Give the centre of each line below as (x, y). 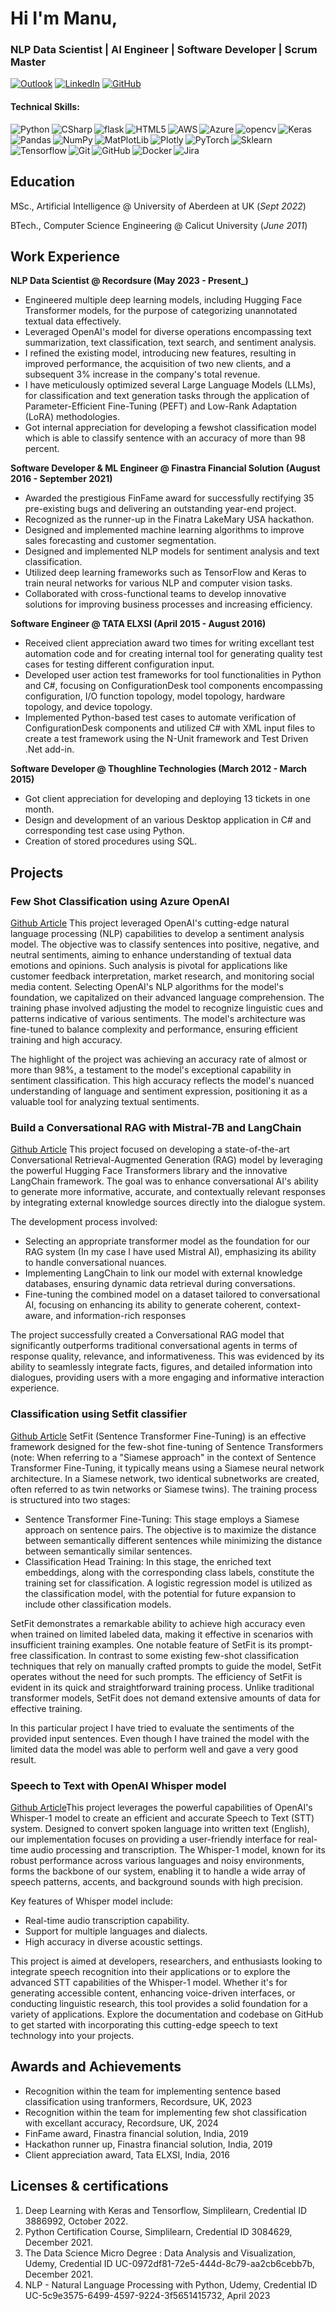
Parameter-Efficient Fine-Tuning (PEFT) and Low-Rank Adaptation (161, 406)
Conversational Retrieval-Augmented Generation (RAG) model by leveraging (166, 1160)
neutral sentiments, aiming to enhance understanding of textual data (151, 955)
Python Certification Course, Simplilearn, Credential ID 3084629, (158, 2231)
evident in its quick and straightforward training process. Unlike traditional (162, 1687)
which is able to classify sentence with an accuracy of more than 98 (165, 438)
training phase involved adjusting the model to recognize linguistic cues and (167, 1008)
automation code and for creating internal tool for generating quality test (173, 654)
